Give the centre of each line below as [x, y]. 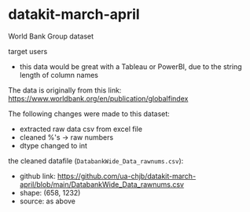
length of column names [59, 75]
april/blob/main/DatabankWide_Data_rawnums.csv [102, 184]
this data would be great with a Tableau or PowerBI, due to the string [131, 66]
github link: [38, 176]
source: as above [48, 201]
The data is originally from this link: [65, 90]
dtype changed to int [53, 145]
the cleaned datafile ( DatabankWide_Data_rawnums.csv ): [96, 161]
